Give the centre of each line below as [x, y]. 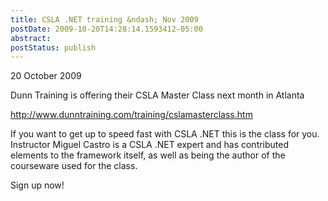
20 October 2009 [46, 76]
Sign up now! [37, 185]
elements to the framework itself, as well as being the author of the [148, 155]
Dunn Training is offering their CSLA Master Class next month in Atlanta [157, 95]
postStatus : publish [53, 47]
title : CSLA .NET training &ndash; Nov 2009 [104, 19]
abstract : [31, 38]
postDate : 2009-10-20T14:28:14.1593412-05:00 [106, 29]
